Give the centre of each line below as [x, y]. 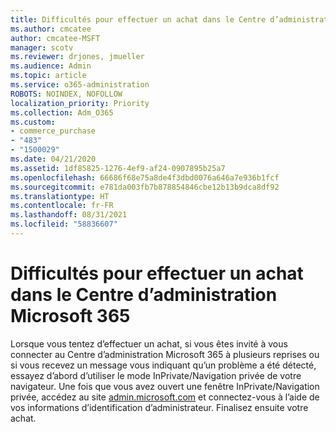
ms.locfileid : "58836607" [64, 224]
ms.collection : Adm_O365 [62, 112]
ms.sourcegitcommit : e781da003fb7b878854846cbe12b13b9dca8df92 [145, 187]
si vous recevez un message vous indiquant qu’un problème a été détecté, [163, 365]
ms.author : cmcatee [51, 29]
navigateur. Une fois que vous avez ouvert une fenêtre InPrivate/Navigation [165, 386]
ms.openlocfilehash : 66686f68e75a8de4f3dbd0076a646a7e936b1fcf [145, 177]
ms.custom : [33, 122]
